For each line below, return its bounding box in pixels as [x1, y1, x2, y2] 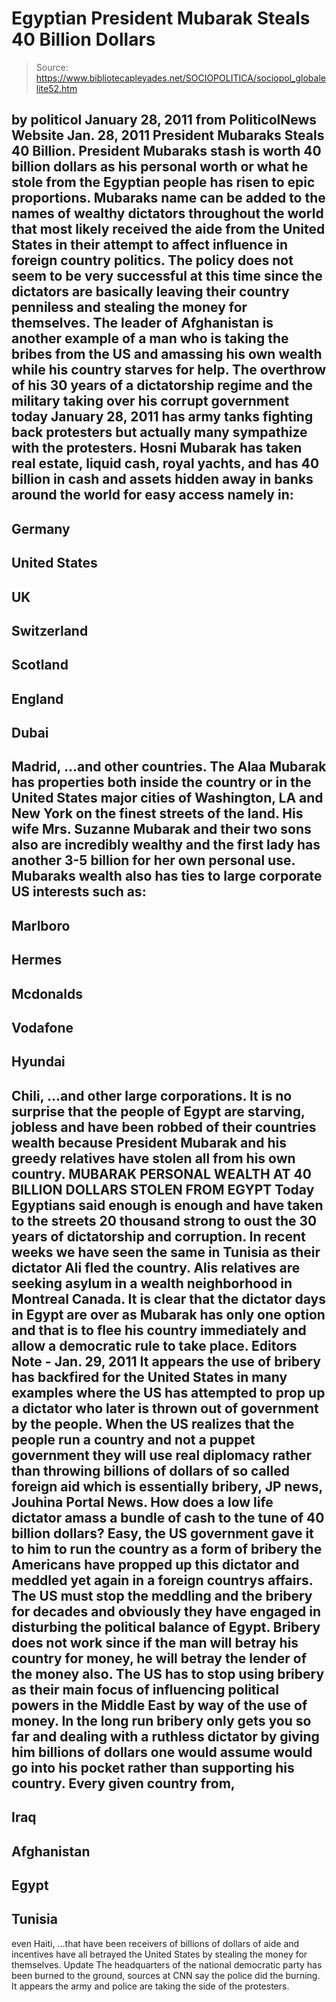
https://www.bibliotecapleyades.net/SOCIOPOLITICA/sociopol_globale [35, 72, 326, 84]
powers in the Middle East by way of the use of [11, 1697, 308, 1714]
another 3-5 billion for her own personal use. [11, 852, 296, 869]
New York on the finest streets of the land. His [11, 805, 304, 822]
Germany [11, 520, 71, 537]
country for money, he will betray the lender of [11, 1650, 307, 1667]
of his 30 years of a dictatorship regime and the [11, 377, 314, 394]
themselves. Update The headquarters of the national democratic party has [11, 1958, 323, 1971]
